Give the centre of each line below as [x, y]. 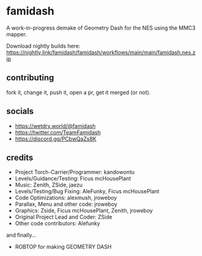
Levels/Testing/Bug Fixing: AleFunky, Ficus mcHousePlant [87, 191]
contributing [30, 78]
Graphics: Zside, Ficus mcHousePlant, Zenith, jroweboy [84, 211]
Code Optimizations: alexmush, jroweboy [66, 198]
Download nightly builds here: [43, 46]
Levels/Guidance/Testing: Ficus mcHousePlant [73, 179]
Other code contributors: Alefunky [58, 223]
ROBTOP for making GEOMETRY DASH [63, 247]
